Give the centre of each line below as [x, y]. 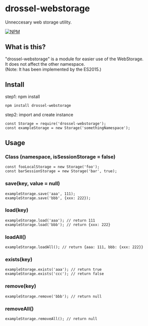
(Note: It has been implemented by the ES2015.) [53, 69]
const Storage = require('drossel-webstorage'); [56, 124]
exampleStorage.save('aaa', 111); [40, 194]
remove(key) [21, 286]
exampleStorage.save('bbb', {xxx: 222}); [48, 198]
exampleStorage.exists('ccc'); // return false [55, 274]
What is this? [25, 47]
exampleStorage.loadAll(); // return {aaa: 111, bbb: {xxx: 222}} [74, 247]
